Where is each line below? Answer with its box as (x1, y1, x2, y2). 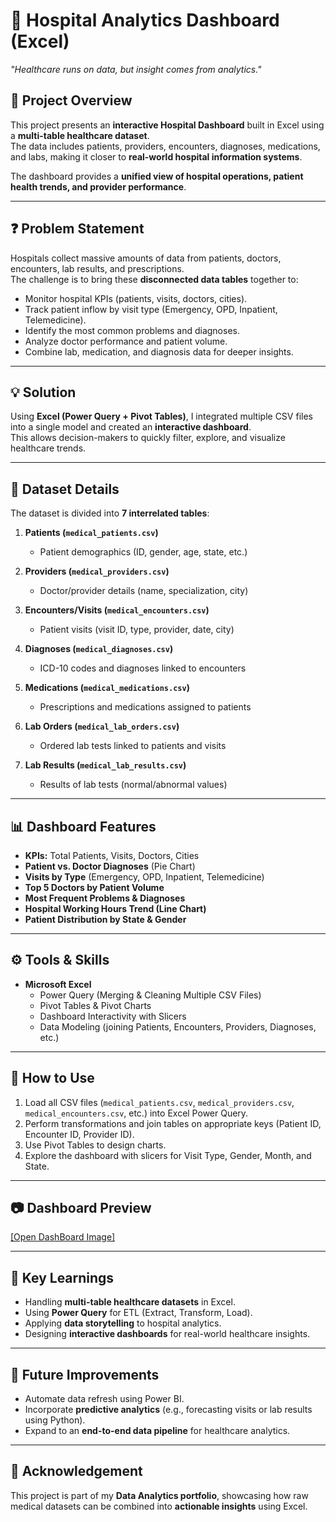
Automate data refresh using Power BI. (24, 1393, 185, 1405)
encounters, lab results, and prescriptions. (10, 262, 185, 274)
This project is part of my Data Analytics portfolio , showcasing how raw (10, 1489, 309, 1501)
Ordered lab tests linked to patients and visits (39, 740, 227, 752)
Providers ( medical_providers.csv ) (24, 565, 170, 578)
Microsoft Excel (24, 978, 92, 990)
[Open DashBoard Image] (10, 1231, 116, 1243)
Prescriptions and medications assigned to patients (39, 701, 252, 713)
